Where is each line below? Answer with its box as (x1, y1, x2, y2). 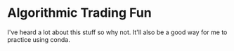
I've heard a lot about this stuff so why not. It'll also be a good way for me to (7, 28, 228, 36)
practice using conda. (7, 35, 70, 43)
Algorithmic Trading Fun (7, 5, 152, 21)
